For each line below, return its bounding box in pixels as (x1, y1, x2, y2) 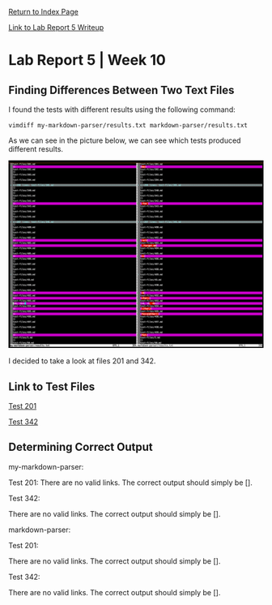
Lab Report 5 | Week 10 (8, 51, 166, 70)
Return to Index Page (8, 7, 79, 16)
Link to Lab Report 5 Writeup (8, 23, 104, 32)
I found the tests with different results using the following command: (8, 105, 236, 114)
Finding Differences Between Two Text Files (8, 83, 235, 97)
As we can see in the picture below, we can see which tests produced (8, 135, 241, 145)
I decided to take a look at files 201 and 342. (8, 356, 156, 366)
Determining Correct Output (8, 440, 153, 454)
